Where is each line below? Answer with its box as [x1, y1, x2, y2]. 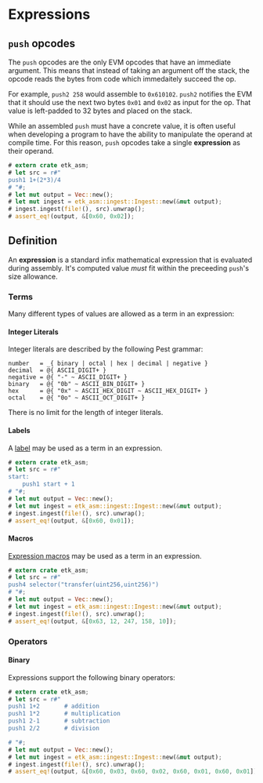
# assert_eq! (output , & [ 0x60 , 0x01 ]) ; [8, 516, 135, 525]
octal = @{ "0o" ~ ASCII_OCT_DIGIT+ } [8, 394, 146, 402]
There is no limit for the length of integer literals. [8, 408, 164, 417]
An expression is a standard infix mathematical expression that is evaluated [8, 255, 253, 264]
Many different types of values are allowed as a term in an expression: [8, 309, 235, 319]
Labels [8, 425, 31, 435]
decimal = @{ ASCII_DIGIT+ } [8, 366, 107, 374]
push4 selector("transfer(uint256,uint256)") [8, 581, 159, 589]
